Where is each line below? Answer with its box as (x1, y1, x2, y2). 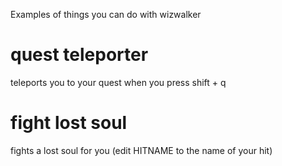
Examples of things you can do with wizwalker (10, 9, 202, 20)
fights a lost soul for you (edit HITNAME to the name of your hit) (10, 144, 273, 156)
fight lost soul (10, 112, 128, 134)
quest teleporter (10, 44, 149, 66)
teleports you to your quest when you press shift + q (10, 76, 227, 88)
